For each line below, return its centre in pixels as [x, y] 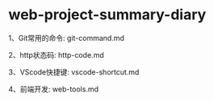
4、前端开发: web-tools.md [54, 89]
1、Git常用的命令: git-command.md [67, 38]
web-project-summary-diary [107, 15]
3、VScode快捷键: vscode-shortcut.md [74, 72]
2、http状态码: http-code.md [56, 55]
